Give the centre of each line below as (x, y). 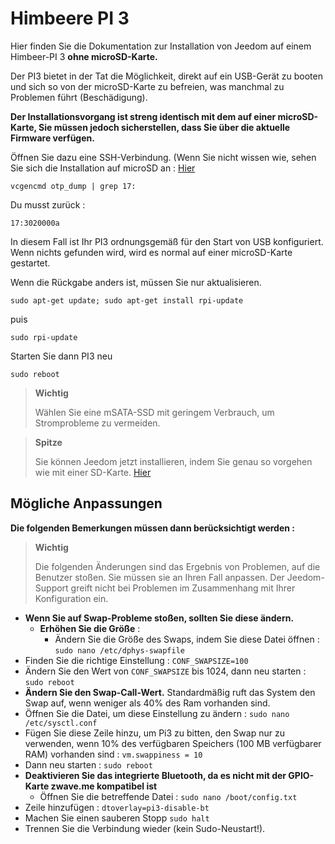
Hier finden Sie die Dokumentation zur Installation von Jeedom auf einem (161, 46)
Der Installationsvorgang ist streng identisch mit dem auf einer (143, 116)
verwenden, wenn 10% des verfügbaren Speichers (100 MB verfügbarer (173, 743)
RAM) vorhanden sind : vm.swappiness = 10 (113, 754)
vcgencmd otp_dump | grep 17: (73, 186)
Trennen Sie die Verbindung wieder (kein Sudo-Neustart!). (145, 828)
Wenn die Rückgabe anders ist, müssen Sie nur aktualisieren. (136, 282)
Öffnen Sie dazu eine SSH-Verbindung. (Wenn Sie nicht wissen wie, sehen (163, 157)
